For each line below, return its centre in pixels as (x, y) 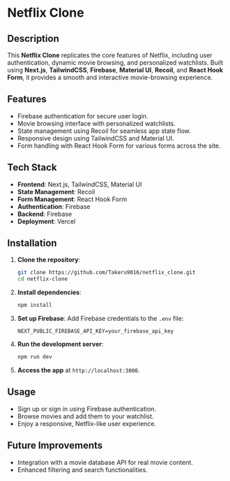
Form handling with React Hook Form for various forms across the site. (119, 145)
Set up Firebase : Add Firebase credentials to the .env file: (100, 319)
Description (33, 39)
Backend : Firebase (45, 214)
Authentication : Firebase (54, 206)
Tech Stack (32, 167)
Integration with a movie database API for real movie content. (105, 462)
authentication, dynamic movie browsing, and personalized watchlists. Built (115, 63)
